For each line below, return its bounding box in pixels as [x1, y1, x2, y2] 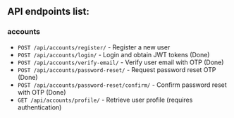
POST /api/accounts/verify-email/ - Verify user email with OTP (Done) [17, 58, 224, 66]
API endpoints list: [7, 6, 90, 18]
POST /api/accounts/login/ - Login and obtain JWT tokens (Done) [17, 50, 210, 59]
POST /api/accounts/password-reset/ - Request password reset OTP [17, 65, 216, 73]
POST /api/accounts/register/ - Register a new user [17, 42, 171, 52]
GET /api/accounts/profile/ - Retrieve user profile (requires [17, 95, 193, 104]
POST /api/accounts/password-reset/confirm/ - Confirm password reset [17, 81, 227, 89]
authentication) [17, 102, 62, 112]
